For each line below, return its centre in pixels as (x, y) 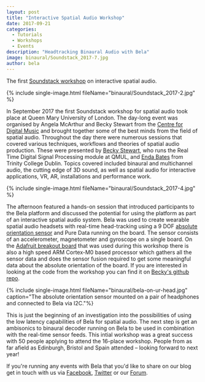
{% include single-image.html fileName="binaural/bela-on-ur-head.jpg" (97, 290)
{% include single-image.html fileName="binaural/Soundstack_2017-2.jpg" (101, 93)
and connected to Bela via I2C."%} (50, 303)
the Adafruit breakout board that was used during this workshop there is (98, 245)
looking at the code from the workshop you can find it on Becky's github (98, 272)
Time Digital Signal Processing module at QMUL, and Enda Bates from (95, 156)
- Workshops (27, 40)
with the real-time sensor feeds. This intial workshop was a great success (100, 334)
